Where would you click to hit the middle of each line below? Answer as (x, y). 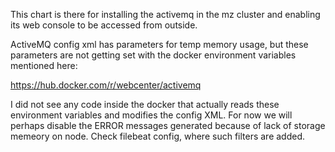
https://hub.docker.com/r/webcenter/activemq (106, 85)
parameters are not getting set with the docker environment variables (153, 55)
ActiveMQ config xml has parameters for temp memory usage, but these (159, 44)
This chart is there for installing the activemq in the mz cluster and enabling (165, 14)
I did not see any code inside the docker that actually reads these (145, 104)
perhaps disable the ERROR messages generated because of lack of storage (168, 125)
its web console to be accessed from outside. (104, 25)
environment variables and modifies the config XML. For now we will (151, 115)
